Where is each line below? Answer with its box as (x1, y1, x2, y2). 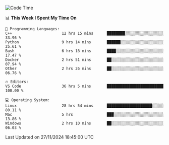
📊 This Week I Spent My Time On (5, 15, 77, 21)
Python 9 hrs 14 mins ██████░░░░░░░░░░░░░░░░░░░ (5, 40, 164, 45)
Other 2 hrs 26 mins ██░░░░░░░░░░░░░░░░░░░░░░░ (5, 66, 164, 71)
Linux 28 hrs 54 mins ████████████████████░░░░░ (5, 103, 164, 108)
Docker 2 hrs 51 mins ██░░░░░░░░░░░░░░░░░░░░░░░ (5, 57, 164, 62)
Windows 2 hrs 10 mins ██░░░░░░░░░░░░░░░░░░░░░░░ (5, 121, 164, 126)
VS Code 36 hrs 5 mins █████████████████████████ (5, 84, 164, 89)
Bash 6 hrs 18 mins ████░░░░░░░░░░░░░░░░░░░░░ (5, 48, 164, 53)
